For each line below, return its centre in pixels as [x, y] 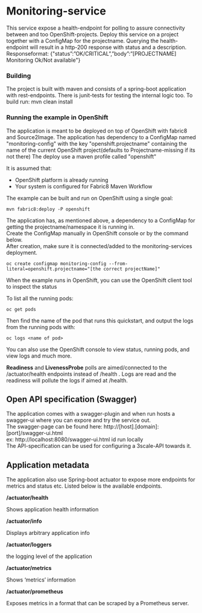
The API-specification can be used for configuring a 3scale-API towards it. [99, 446]
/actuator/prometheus [35, 592]
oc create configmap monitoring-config [56, 264]
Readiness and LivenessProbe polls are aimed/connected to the [87, 367]
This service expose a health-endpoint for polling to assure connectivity [96, 28]
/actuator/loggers [29, 545]
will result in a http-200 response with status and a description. [108, 47]
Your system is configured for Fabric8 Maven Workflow [84, 186]
